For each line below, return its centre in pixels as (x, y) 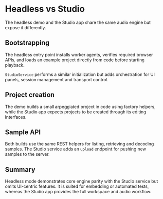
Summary (20, 170)
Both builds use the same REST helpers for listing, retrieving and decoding (80, 144)
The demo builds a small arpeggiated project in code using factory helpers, (80, 107)
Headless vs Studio (45, 9)
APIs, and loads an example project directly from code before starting (75, 60)
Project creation (30, 95)
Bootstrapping (27, 43)
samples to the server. (27, 154)
